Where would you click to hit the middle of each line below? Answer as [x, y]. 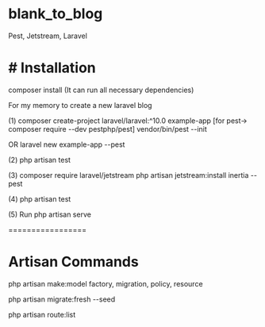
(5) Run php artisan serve [50, 214]
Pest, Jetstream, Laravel [48, 36]
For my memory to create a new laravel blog [80, 105]
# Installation [52, 68]
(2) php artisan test [40, 160]
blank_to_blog [56, 14]
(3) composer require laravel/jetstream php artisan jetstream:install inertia [129, 175]
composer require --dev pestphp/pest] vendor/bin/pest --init [108, 129]
